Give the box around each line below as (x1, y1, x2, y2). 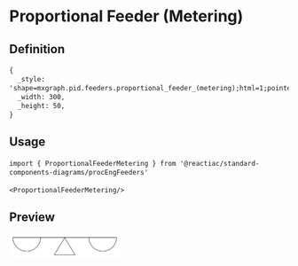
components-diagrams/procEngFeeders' (9, 168, 149, 176)
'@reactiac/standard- (179, 159, 260, 168)
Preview (9, 210, 56, 225)
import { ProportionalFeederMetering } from (9, 159, 176, 168)
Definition (9, 42, 65, 57)
